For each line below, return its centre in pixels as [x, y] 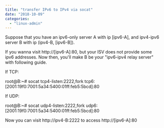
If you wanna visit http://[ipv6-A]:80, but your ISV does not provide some [79, 52]
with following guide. [26, 62]
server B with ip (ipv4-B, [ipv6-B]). [40, 43]
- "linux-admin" [26, 23]
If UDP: [12, 96]
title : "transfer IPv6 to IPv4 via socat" [49, 10]
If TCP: [12, 72]
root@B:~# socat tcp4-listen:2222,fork [44, 81]
